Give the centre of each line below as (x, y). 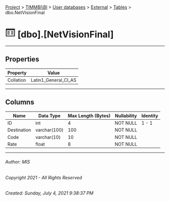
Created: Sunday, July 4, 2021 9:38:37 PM (49, 193)
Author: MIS (18, 162)
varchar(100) (49, 130)
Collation (17, 80)
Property (17, 73)
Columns (20, 102)
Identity (150, 116)
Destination (19, 130)
